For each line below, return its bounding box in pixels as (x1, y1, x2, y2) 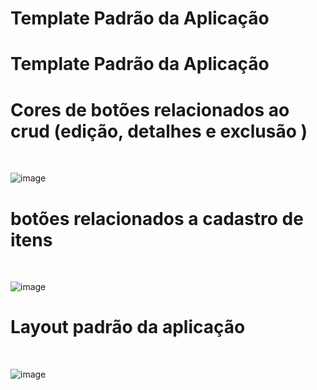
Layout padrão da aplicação (10, 316, 246, 339)
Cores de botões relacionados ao (10, 98, 290, 121)
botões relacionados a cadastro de (10, 207, 304, 230)
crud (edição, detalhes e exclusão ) (10, 120, 308, 142)
